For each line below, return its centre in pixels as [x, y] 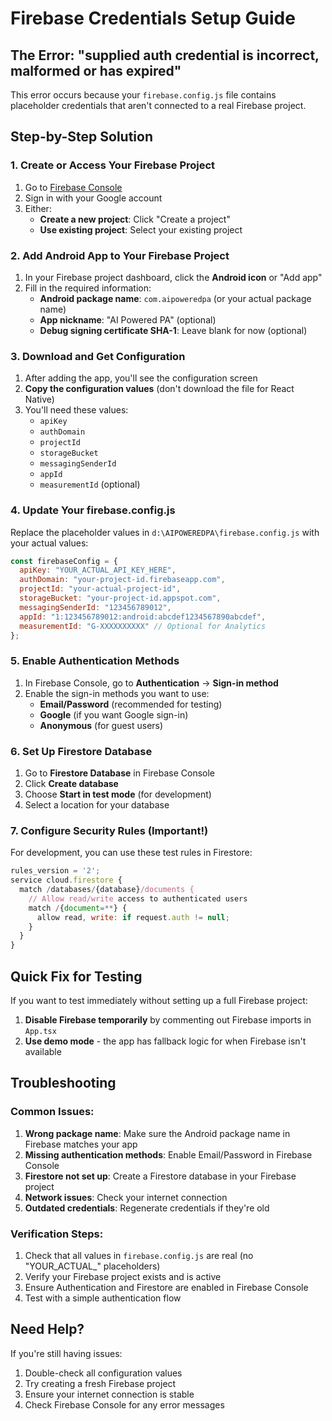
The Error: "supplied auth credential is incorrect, [165, 55]
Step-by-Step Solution [81, 137]
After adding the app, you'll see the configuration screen [141, 378]
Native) [39, 399]
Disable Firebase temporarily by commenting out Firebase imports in [168, 1020]
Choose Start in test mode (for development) [118, 794]
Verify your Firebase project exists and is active [123, 1277]
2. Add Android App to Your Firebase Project [120, 255]
